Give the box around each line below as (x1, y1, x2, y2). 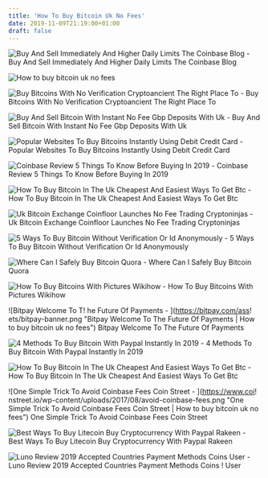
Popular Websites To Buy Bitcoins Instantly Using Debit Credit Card (8, 146, 230, 155)
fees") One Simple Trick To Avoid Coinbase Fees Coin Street (8, 412, 208, 422)
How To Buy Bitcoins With (167, 282, 254, 291)
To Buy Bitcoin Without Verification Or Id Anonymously (8, 242, 189, 252)
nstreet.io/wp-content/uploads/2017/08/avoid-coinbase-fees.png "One (8, 395, 245, 405)
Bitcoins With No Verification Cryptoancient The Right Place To (8, 97, 217, 107)
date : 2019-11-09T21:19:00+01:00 (8, 19, 120, 27)
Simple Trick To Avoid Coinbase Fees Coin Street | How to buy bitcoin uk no (8, 404, 259, 414)
